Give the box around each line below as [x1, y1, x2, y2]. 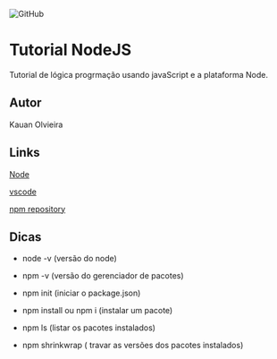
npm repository [9, 203, 66, 214]
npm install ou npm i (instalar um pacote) [21, 305, 173, 316]
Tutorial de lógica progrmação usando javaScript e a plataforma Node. [9, 69, 268, 80]
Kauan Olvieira [9, 119, 63, 130]
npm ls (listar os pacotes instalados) [21, 322, 156, 333]
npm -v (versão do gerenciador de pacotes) [21, 270, 185, 281]
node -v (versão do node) [21, 253, 118, 264]
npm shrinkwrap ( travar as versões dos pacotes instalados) [21, 340, 244, 351]
